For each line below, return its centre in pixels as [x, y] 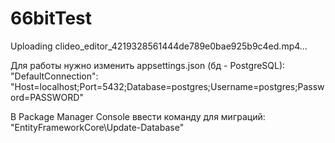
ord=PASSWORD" [47, 97]
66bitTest [51, 18]
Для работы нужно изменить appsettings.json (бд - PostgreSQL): [148, 65]
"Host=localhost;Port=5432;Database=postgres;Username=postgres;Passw [167, 86]
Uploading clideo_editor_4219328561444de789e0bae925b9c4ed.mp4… [159, 46]
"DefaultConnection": [54, 76]
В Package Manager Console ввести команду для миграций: [138, 116]
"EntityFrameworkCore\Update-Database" [97, 127]
